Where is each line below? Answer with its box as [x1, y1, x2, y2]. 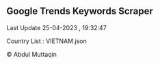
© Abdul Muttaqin [6, 50, 57, 58]
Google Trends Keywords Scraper [6, 5, 153, 17]
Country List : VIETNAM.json [6, 37, 87, 45]
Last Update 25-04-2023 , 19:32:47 [6, 23, 107, 31]
